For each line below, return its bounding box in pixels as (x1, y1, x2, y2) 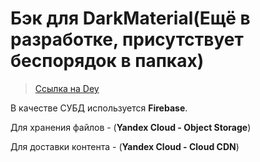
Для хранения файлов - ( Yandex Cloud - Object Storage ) (10, 121, 252, 133)
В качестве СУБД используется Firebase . (10, 102, 188, 114)
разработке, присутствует (10, 28, 244, 51)
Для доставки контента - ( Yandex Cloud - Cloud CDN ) (10, 140, 240, 152)
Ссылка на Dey (34, 82, 100, 94)
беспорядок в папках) (10, 50, 205, 72)
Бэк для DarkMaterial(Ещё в (10, 7, 251, 30)
